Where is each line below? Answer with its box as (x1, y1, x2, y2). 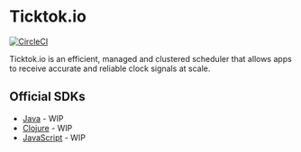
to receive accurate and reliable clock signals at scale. (9, 63, 211, 74)
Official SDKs (9, 89, 86, 104)
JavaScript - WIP (22, 132, 86, 143)
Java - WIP (22, 112, 64, 123)
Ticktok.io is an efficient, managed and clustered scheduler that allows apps (9, 53, 293, 64)
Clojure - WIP (22, 122, 73, 133)
